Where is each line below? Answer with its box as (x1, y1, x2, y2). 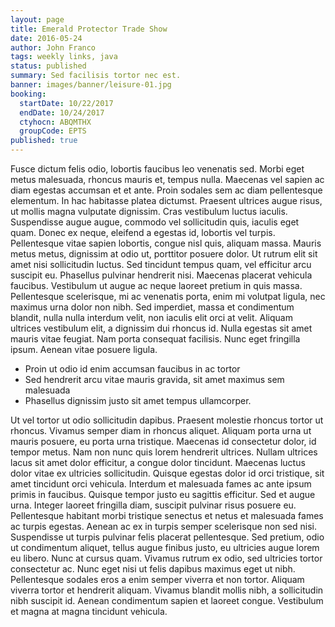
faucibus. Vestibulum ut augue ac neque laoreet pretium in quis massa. (10, 280, 303, 291)
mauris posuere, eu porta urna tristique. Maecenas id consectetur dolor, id (10, 436, 317, 447)
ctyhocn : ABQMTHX (19, 117, 92, 127)
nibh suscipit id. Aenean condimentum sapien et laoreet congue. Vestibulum (10, 595, 324, 606)
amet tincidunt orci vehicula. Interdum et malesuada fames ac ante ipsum (10, 478, 312, 490)
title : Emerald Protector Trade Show (10, 24, 168, 34)
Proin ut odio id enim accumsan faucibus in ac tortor (24, 363, 241, 375)
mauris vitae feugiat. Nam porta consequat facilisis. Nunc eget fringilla (10, 333, 301, 345)
